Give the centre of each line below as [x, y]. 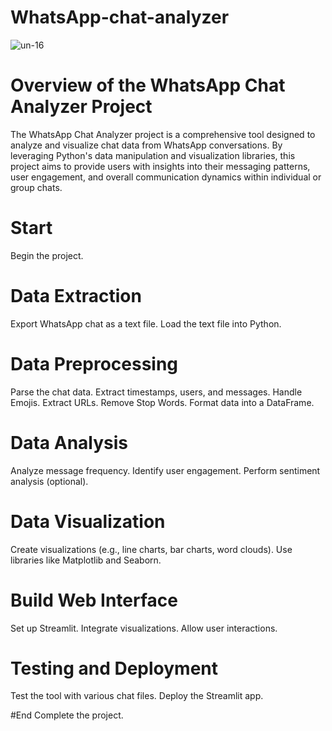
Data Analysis [69, 442]
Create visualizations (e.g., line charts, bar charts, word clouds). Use [151, 549]
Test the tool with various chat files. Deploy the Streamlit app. [137, 696]
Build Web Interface [94, 600]
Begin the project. [47, 255]
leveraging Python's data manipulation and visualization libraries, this [153, 155]
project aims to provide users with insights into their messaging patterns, [160, 166]
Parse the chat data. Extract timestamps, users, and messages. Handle [156, 392]
